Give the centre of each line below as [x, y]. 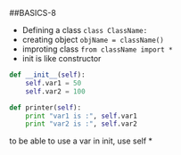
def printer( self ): [45, 107]
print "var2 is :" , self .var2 [82, 124]
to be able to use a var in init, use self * [81, 141]
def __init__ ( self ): [48, 75]
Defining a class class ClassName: [85, 30]
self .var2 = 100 [56, 91]
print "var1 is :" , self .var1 [82, 116]
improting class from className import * [97, 49]
